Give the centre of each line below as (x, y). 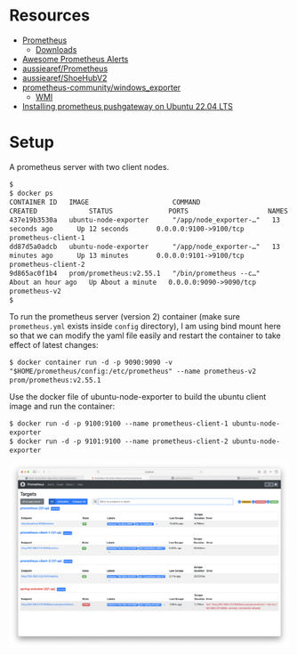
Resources (50, 16)
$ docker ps (31, 193)
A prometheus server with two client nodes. (89, 166)
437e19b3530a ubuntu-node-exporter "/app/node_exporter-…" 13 (144, 220)
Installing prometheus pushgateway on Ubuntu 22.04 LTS (128, 106)
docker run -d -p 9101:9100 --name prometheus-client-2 (123, 441)
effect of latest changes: (54, 344)
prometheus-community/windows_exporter (101, 87)
